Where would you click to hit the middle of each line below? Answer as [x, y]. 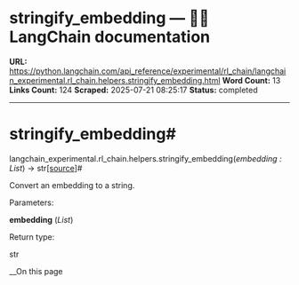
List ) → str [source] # [46, 168]
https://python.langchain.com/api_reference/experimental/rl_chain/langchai [148, 71]
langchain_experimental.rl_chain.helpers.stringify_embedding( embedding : [145, 158]
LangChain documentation [110, 37]
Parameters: [32, 202]
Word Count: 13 [251, 80]
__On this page [36, 271]
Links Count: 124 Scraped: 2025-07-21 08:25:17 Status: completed [133, 90]
